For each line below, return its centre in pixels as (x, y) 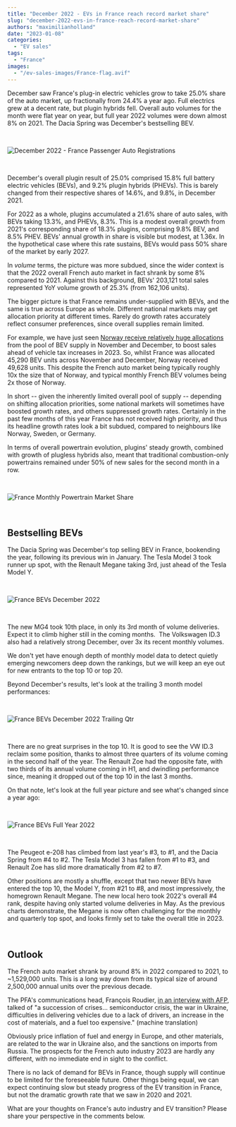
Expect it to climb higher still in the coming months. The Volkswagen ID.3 (114, 634)
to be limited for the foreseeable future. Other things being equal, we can (113, 1080)
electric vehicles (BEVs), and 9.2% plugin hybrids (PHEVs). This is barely (113, 185)
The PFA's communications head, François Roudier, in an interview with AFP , (118, 1000)
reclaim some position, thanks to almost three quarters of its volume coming (118, 754)
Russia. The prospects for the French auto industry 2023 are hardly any (111, 1051)
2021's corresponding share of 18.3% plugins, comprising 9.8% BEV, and (113, 229)
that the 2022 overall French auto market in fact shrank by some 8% (106, 272)
